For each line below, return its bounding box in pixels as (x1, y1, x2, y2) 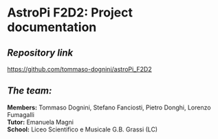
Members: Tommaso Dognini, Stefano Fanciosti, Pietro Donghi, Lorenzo (7, 103, 211, 111)
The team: (7, 85, 52, 97)
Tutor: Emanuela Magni (7, 118, 74, 126)
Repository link (7, 47, 74, 58)
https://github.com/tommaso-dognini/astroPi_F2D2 (7, 65, 153, 73)
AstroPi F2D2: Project (7, 5, 133, 21)
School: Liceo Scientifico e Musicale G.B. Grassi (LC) (7, 125, 158, 133)
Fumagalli (7, 110, 34, 118)
